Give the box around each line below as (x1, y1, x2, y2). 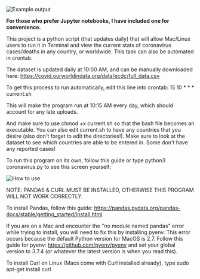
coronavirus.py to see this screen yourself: (6, 163, 112, 170)
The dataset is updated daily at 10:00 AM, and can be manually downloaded (6, 66, 193, 73)
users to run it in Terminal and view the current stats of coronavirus (6, 42, 172, 48)
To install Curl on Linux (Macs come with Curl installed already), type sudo (6, 259, 189, 266)
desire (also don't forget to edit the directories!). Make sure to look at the (6, 132, 185, 139)
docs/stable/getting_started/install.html (6, 211, 103, 218)
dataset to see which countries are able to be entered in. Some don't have (6, 139, 188, 146)
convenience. (6, 24, 41, 31)
